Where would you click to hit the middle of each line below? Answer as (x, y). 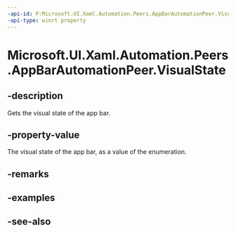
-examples (31, 198)
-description (35, 96)
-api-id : (20, 14)
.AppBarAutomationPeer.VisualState (117, 70)
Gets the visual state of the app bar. (59, 112)
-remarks (28, 174)
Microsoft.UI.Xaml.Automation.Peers (118, 55)
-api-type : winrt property (47, 20)
